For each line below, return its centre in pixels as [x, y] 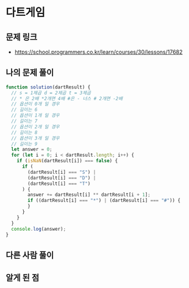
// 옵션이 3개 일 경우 [36, 138]
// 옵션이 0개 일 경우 [36, 104]
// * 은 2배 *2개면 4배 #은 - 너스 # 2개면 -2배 [67, 98]
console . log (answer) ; [39, 229]
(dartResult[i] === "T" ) [59, 184]
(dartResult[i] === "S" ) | [62, 172]
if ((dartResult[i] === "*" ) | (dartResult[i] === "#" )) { [104, 201]
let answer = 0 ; [32, 149]
